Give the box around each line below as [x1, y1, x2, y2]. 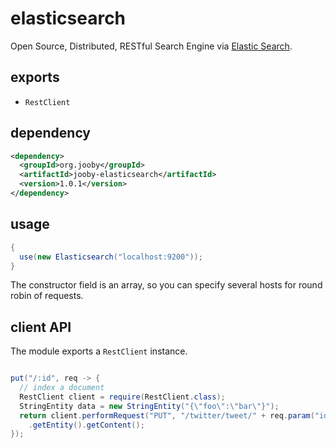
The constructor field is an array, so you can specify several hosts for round [10, 279, 323, 291]
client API [10, 318, 72, 336]
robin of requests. [10, 290, 84, 302]
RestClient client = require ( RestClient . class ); [19, 392, 226, 402]
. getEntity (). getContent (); [28, 420, 145, 430]
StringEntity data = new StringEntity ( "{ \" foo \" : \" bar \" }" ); [19, 401, 280, 411]
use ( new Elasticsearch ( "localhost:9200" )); [19, 252, 203, 262]
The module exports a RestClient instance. [10, 345, 188, 357]
